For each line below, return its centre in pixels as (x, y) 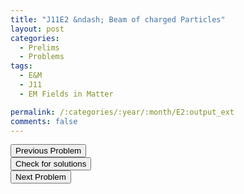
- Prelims (39, 47)
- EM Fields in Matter (66, 94)
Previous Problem (48, 151)
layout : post (37, 29)
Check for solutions (51, 164)
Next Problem (41, 177)
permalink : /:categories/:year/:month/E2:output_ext (122, 112)
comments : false (44, 121)
